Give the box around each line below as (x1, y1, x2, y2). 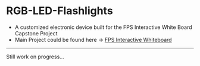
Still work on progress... (6, 53, 64, 60)
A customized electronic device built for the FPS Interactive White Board (14, 24, 192, 31)
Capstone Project (14, 29, 58, 37)
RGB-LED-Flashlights (6, 4, 113, 18)
